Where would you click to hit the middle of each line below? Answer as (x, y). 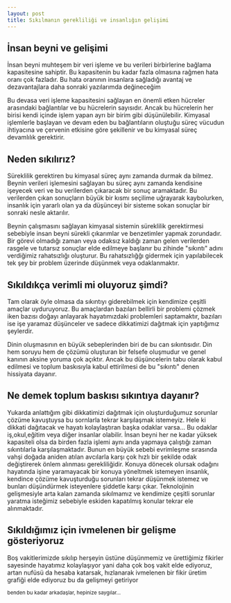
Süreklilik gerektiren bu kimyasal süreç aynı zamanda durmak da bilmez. (110, 176)
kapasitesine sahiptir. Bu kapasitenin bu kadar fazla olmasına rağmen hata (113, 72)
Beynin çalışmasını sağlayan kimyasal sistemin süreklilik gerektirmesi (105, 226)
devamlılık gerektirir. (36, 137)
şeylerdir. (20, 331)
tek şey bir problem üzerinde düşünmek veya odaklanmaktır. (93, 263)
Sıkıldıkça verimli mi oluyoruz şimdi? (88, 285)
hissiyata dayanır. (32, 374)
